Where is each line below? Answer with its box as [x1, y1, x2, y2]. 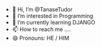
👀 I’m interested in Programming [12, 12, 94, 20]
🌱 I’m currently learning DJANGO [12, 19, 95, 26]
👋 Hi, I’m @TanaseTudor [12, 6, 73, 13]
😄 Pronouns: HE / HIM [12, 34, 69, 42]
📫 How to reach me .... [12, 26, 71, 33]
